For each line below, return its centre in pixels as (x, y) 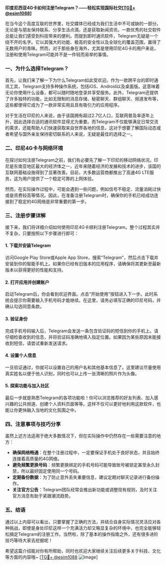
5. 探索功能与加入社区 (27, 386)
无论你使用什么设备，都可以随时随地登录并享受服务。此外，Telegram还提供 (82, 93)
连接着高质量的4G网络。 (37, 459)
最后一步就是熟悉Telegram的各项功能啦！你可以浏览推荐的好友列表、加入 (80, 398)
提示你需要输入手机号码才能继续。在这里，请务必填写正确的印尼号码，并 (87, 300)
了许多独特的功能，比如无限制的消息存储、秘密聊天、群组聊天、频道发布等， (83, 99)
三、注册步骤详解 (25, 215)
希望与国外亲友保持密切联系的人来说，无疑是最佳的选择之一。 (72, 134)
